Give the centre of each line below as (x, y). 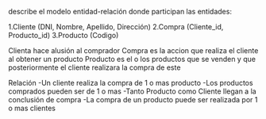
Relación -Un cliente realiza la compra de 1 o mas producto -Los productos (131, 83)
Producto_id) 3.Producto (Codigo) (64, 35)
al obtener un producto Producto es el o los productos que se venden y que (132, 59)
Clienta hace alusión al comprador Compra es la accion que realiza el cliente (133, 50)
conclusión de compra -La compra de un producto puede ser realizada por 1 (133, 100)
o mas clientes (32, 108)
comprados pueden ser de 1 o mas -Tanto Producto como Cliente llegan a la (132, 91)
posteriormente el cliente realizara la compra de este (94, 67)
